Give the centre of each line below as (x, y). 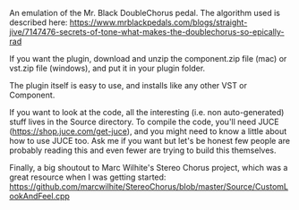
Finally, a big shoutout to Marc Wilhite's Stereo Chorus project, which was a (149, 168)
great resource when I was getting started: (88, 177)
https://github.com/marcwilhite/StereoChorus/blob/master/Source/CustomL (149, 186)
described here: (38, 22)
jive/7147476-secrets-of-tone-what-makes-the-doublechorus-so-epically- (147, 32)
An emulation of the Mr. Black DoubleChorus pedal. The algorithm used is (145, 13)
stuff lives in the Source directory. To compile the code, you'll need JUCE (144, 122)
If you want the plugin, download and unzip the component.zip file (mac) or (148, 59)
